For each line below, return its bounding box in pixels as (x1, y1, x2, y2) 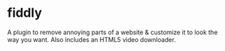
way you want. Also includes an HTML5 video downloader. (7, 35, 176, 43)
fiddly (7, 5, 42, 21)
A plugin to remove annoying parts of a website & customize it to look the (7, 28, 218, 36)
